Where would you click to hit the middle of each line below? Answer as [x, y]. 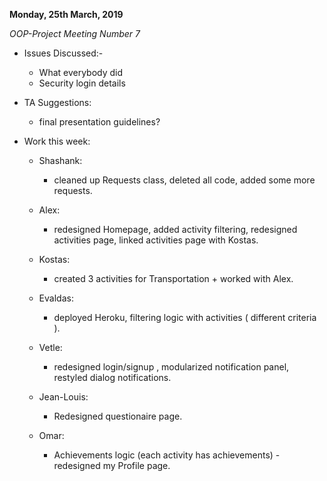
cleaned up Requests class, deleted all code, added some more [184, 180]
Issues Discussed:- [63, 53]
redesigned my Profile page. [112, 465]
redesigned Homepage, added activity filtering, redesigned [175, 229]
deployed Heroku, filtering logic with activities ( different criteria [185, 317]
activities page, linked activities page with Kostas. [156, 240]
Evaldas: [56, 298]
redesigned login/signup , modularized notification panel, [171, 367]
